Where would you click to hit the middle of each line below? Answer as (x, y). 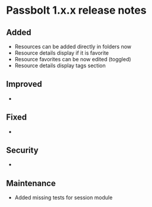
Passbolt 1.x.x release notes (76, 10)
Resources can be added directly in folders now (73, 46)
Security (22, 150)
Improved (24, 84)
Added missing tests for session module (64, 197)
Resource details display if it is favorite (62, 53)
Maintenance (31, 183)
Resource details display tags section (60, 65)
